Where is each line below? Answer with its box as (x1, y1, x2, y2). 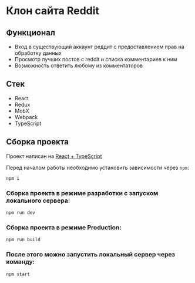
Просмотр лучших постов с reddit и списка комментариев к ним (14, 56, 177, 62)
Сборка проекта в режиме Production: (6, 223, 122, 231)
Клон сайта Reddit (6, 4, 100, 18)
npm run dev (6, 209, 35, 216)
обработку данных (14, 50, 62, 57)
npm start (6, 271, 31, 277)
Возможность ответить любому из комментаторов (14, 62, 143, 69)
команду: (6, 258, 35, 266)
